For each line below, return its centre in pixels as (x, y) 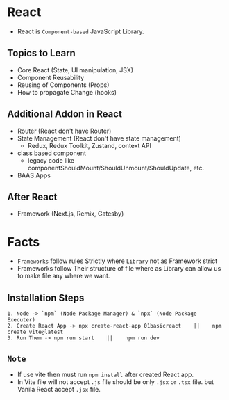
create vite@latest (35, 332)
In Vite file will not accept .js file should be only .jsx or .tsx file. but (115, 382)
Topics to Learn (42, 53)
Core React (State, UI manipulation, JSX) (75, 70)
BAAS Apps (34, 175)
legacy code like (51, 160)
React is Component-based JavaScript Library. (80, 31)
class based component (52, 153)
